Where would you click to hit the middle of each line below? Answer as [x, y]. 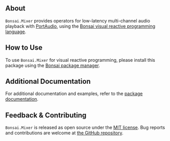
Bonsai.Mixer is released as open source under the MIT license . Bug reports [85, 128]
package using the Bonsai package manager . [53, 65]
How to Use [24, 48]
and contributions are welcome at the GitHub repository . [64, 133]
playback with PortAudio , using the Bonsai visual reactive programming [80, 26]
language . [16, 31]
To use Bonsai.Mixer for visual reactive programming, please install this [80, 60]
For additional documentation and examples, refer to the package [74, 93]
